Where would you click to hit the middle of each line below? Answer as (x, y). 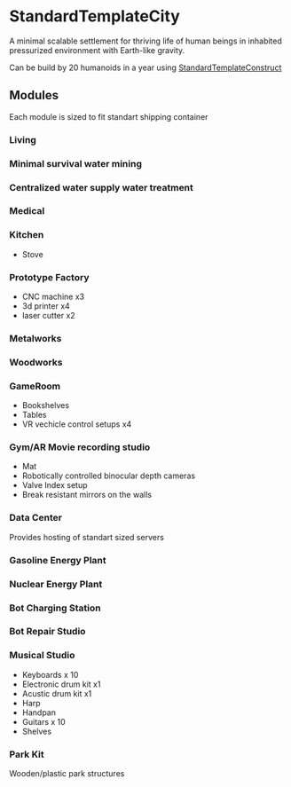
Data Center (36, 518)
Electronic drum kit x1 (61, 684)
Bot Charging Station (55, 608)
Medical (27, 211)
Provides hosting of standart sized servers (87, 537)
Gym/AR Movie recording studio (80, 447)
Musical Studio (42, 656)
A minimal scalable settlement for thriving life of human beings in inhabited (145, 41)
